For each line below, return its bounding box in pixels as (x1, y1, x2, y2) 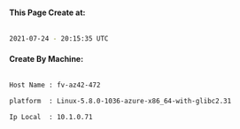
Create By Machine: (9, 53, 84, 64)
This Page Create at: (9, 7, 86, 18)
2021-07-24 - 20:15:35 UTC (9, 34, 109, 43)
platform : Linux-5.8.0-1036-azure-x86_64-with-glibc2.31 (9, 97, 232, 106)
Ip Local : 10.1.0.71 (9, 113, 93, 122)
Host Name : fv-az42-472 (9, 80, 101, 90)
